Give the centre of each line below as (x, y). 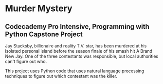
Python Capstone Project (44, 34)
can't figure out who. (26, 61)
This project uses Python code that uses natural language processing (75, 71)
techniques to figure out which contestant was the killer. (61, 76)
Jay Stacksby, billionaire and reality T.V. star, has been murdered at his (76, 46)
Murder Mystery (39, 9)
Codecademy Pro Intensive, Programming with (77, 27)
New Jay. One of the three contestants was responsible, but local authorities (82, 56)
